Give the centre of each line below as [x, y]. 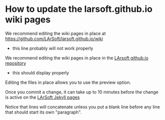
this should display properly [41, 72]
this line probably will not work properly [53, 48]
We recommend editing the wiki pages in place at [55, 33]
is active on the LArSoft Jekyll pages [43, 97]
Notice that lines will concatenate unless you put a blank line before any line [82, 107]
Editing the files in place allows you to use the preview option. [68, 82]
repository [16, 63]
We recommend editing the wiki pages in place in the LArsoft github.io [77, 58]
